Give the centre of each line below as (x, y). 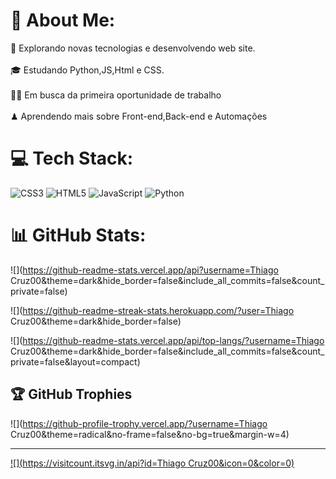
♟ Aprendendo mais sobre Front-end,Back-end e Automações (139, 116)
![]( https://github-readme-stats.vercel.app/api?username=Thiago (144, 270)
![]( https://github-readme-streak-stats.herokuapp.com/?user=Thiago (152, 310)
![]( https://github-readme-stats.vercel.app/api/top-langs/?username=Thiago (167, 340)
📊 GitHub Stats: (78, 235)
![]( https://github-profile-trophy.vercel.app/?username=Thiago (139, 423)
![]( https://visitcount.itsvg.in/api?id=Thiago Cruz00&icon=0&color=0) (152, 463)
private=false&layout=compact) (75, 361)
